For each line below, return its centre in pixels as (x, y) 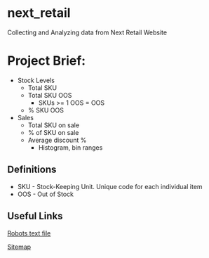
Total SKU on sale (53, 125)
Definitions (32, 170)
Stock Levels (36, 80)
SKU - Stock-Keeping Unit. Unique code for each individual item (110, 186)
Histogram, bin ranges (70, 147)
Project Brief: (47, 61)
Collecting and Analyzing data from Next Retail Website (87, 32)
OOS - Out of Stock (46, 194)
